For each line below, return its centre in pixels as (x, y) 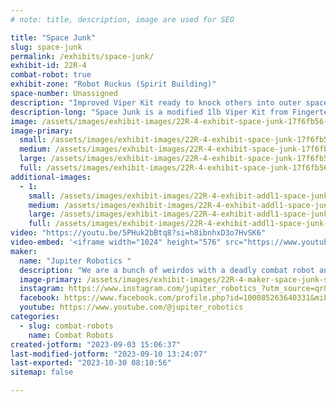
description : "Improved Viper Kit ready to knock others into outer (156, 102)
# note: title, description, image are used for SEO (122, 19)
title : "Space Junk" (53, 37)
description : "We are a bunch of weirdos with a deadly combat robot (167, 270)
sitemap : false (42, 372)
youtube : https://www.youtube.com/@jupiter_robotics (131, 307)
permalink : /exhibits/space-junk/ (82, 56)
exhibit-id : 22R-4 (48, 66)
